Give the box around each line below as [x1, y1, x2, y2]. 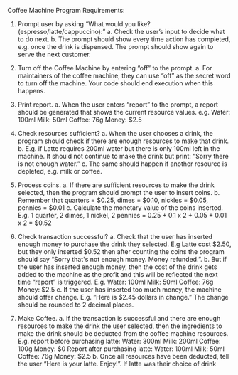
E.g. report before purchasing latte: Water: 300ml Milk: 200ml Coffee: [17, 337, 221, 345]
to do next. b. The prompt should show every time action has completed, [17, 35, 231, 43]
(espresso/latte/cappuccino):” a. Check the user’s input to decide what [17, 28, 225, 36]
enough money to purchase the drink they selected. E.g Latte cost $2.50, [17, 240, 232, 248]
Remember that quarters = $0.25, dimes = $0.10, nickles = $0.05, [17, 196, 208, 204]
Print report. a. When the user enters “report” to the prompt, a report [17, 100, 219, 109]
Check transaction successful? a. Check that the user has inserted [17, 233, 213, 241]
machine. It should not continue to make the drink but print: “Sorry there [17, 152, 229, 160]
